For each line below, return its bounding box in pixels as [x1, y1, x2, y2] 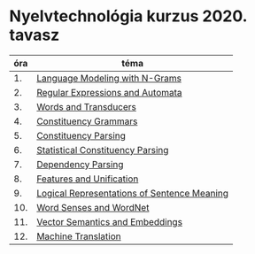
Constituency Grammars [36, 115, 138, 127]
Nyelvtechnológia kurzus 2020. [9, 6, 248, 27]
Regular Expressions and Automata [36, 86, 183, 98]
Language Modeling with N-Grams [36, 72, 182, 84]
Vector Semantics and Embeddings [36, 215, 183, 227]
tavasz [9, 25, 60, 45]
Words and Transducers [36, 100, 137, 112]
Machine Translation [36, 230, 121, 242]
